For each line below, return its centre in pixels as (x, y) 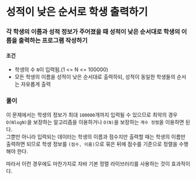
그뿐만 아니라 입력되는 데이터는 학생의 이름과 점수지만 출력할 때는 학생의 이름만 (96, 136)
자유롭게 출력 (36, 84)
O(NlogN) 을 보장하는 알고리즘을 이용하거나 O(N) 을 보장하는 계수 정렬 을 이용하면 (95, 122)
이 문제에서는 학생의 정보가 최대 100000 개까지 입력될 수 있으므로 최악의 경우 (92, 115)
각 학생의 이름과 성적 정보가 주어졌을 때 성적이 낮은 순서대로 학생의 (93, 32)
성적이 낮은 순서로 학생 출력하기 (77, 12)
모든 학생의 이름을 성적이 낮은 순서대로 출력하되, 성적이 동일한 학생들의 (95, 77)
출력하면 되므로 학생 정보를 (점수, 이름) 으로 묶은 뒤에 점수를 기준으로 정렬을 (92, 144)
